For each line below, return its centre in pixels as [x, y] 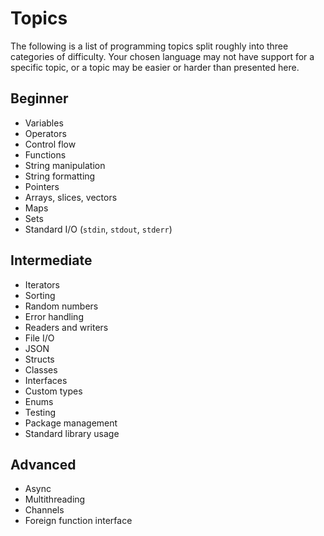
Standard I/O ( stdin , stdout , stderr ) [98, 229]
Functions [45, 154]
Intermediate [51, 260]
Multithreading [55, 499]
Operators [45, 133]
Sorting [40, 295]
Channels [44, 510]
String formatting [60, 176]
